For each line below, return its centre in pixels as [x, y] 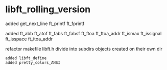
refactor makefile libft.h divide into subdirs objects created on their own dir [84, 49]
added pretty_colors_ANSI [33, 62]
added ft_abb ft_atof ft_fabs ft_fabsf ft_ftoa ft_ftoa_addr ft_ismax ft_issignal [83, 33]
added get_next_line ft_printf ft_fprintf [45, 24]
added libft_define [26, 58]
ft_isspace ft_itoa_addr [29, 39]
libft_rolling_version [48, 9]
